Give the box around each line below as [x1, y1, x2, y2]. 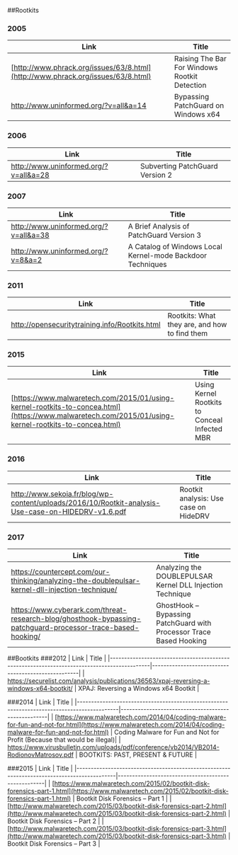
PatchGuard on [174, 101, 225, 110]
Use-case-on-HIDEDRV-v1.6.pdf [11, 506, 127, 516]
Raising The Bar [174, 54, 227, 64]
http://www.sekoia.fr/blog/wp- [11, 488, 114, 498]
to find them [167, 328, 208, 338]
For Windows [174, 63, 218, 73]
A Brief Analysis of [127, 221, 190, 231]
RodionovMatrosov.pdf [7, 750, 74, 759]
